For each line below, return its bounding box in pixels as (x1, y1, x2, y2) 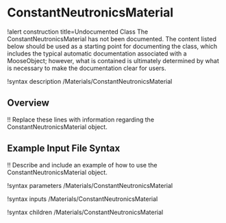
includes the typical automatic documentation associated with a (7, 49, 187, 58)
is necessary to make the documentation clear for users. (7, 64, 166, 72)
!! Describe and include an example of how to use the (7, 161, 158, 169)
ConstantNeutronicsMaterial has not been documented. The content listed (7, 34, 217, 43)
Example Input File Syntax (7, 143, 121, 154)
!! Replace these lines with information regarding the (7, 115, 155, 124)
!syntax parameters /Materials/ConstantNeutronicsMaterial (7, 181, 173, 189)
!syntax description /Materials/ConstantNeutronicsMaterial (7, 77, 173, 85)
